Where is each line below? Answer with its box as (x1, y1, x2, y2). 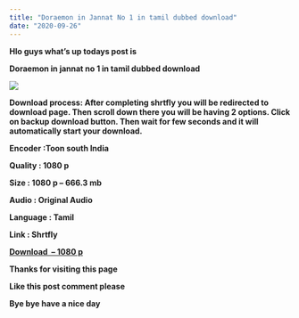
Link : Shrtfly (9, 229, 58, 240)
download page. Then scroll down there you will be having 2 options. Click (9, 106, 291, 117)
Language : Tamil (9, 211, 74, 223)
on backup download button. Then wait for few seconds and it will (9, 116, 259, 126)
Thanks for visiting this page (9, 264, 118, 274)
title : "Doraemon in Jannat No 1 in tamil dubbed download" (9, 12, 238, 22)
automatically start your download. (9, 126, 143, 136)
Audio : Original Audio (9, 194, 93, 205)
